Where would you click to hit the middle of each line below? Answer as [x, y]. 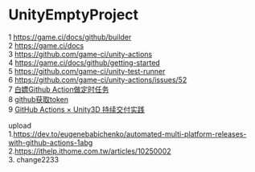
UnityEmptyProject [74, 15]
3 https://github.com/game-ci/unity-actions [80, 54]
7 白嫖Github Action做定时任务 [59, 89]
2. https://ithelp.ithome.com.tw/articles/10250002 [90, 151]
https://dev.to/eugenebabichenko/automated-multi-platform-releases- [130, 133]
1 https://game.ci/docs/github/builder [70, 37]
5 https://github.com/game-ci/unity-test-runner [87, 71]
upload [20, 125]
